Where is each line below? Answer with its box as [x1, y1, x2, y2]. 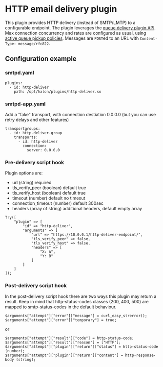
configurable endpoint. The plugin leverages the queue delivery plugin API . [5, 24, 156, 30]
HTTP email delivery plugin [5, 3, 117, 15]
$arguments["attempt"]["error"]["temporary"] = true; [5, 318, 117, 322]
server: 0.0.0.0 [26, 147, 60, 152]
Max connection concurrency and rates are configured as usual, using [5, 30, 146, 36]
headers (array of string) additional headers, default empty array [12, 206, 143, 212]
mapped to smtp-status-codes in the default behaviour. [5, 304, 117, 310]
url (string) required [12, 180, 52, 186]
